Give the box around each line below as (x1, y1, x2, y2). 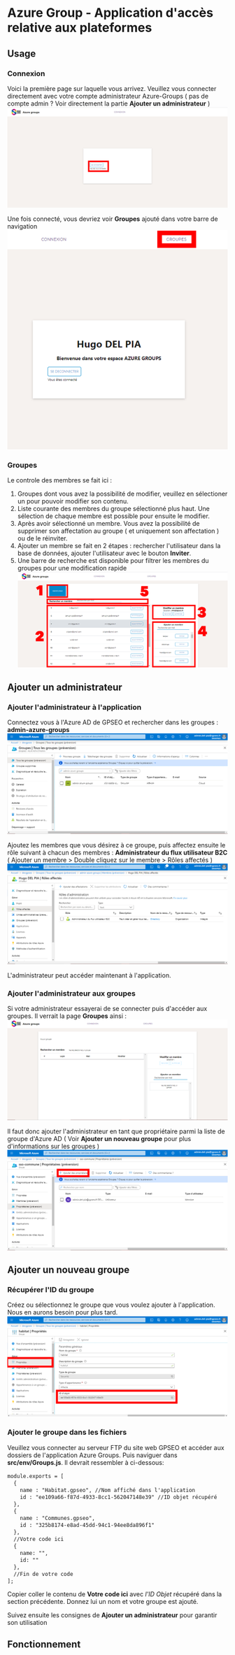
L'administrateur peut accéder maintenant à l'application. (7, 970, 171, 980)
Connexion (7, 69, 45, 78)
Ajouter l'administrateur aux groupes (7, 988, 136, 998)
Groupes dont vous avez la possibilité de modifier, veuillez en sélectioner (17, 489, 228, 498)
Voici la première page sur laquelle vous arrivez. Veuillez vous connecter (7, 84, 217, 92)
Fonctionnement (7, 1638, 81, 1650)
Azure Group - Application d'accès (7, 5, 213, 21)
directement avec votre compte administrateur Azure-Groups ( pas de (7, 92, 208, 100)
